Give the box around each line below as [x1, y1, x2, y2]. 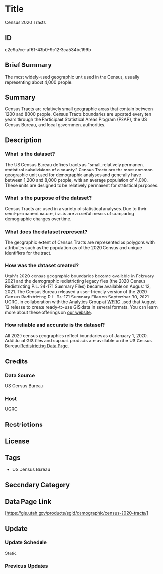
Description [5, 136, 41, 144]
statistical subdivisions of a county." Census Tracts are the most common [5, 167, 153, 173]
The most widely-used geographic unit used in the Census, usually [5, 74, 140, 80]
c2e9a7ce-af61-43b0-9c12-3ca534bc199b [5, 46, 91, 52]
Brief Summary [5, 61, 52, 69]
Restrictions [5, 420, 43, 428]
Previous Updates [5, 562, 48, 569]
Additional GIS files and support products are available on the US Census [5, 338, 152, 344]
